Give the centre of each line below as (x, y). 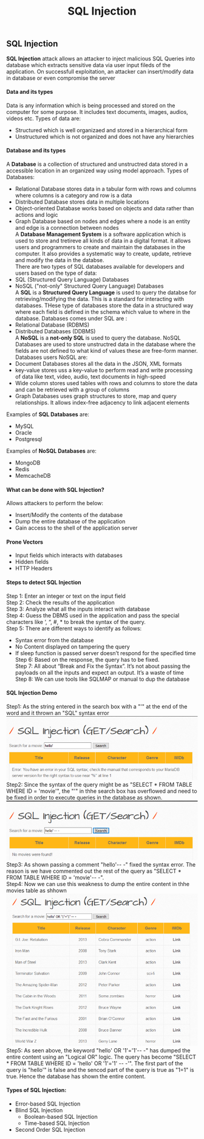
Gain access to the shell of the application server (76, 528)
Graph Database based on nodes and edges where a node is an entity (103, 221)
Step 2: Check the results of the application (60, 602)
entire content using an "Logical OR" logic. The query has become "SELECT (101, 1057)
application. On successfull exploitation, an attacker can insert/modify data (100, 71)
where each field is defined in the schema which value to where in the (103, 312)
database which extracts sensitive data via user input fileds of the (89, 65)
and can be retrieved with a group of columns (72, 390)
